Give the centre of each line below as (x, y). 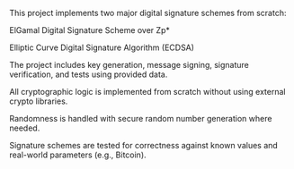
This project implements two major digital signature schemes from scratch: (148, 13)
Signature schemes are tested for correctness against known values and (144, 145)
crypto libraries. (39, 101)
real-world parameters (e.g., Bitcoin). (78, 155)
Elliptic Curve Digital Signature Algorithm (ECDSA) (102, 47)
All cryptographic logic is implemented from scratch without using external (147, 92)
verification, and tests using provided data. (89, 74)
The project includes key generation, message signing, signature (129, 65)
